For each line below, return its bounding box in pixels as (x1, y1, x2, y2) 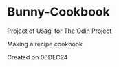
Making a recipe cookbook (7, 40, 83, 48)
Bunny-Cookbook (7, 4, 110, 20)
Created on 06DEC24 (7, 53, 68, 62)
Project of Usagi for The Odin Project (7, 27, 112, 35)
